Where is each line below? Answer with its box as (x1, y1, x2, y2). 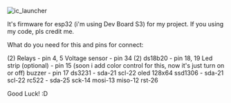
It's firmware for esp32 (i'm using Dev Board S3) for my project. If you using (7, 20, 224, 28)
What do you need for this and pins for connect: (7, 41, 144, 48)
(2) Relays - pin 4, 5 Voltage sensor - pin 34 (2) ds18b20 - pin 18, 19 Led (7, 54, 213, 62)
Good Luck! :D (7, 90, 48, 97)
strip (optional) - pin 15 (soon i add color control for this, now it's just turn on (7, 62, 225, 69)
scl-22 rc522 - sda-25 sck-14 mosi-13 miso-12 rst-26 (7, 76, 158, 84)
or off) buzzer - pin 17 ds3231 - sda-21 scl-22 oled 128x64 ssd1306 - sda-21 (7, 69, 224, 77)
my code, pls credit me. (7, 28, 75, 35)
